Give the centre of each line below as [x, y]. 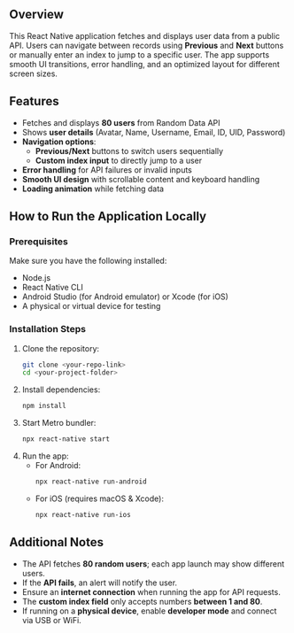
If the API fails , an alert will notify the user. [100, 583]
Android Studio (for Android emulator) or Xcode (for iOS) [125, 297]
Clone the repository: [61, 348]
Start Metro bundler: [59, 423]
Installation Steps [48, 329]
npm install [44, 406]
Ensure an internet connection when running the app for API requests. [151, 591]
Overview [37, 15]
